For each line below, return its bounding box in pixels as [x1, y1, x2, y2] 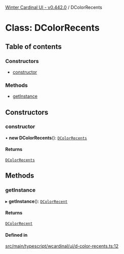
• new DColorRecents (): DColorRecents [5, 135, 88, 141]
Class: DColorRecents [5, 22, 100, 34]
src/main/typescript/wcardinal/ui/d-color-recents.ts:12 [5, 243, 119, 249]
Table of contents [5, 42, 62, 51]
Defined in [5, 232, 28, 238]
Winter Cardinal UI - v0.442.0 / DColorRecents [5, 5, 102, 10]
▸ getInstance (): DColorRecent [5, 198, 68, 204]
